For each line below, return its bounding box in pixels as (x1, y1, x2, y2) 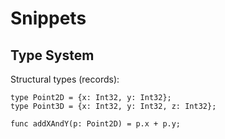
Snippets (10, 7, 87, 30)
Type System (10, 47, 95, 64)
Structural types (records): (10, 73, 120, 85)
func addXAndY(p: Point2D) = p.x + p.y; (10, 119, 182, 129)
